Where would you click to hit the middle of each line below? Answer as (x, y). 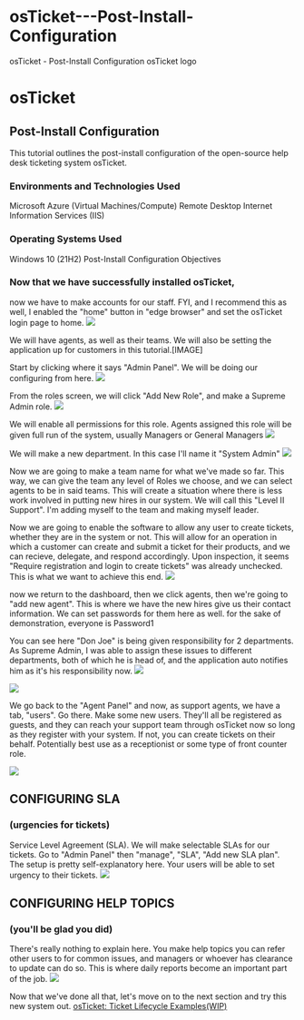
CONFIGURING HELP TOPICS (92, 903)
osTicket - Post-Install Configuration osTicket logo (103, 61)
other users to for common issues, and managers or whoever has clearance (151, 958)
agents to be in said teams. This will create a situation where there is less (146, 490)
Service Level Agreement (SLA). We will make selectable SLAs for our (140, 845)
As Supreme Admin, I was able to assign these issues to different (131, 650)
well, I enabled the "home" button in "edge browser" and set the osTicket (146, 311)
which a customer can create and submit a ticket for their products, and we (150, 546)
